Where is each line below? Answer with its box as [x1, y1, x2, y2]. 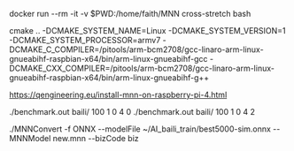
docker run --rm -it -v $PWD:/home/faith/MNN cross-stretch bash [9, 9, 251, 19]
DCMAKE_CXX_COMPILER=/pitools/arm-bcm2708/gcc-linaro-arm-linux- [9, 63, 275, 73]
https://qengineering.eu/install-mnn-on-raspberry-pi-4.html [9, 89, 228, 100]
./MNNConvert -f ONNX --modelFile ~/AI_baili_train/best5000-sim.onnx [9, 124, 272, 134]
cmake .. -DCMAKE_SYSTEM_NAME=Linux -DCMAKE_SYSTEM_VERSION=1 [9, 26, 286, 35]
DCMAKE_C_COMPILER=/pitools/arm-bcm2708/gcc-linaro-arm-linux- [9, 44, 264, 55]
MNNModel [9, 133, 51, 143]
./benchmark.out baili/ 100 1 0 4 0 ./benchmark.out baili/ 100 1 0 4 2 [9, 107, 255, 117]
